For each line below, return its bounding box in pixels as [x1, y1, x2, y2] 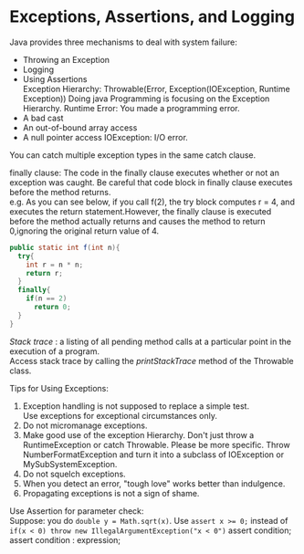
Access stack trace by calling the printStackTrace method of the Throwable [9, 355, 294, 366]
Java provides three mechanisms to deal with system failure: [9, 37, 237, 47]
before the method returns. [9, 186, 111, 197]
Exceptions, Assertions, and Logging [9, 6, 295, 27]
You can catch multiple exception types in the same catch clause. [9, 149, 257, 161]
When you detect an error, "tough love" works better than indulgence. [22, 477, 286, 489]
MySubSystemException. [22, 458, 118, 469]
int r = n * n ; [26, 260, 84, 269]
